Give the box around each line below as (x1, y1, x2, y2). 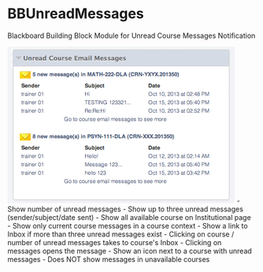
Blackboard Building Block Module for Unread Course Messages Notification (7, 31, 256, 40)
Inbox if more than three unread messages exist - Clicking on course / (7, 229, 235, 239)
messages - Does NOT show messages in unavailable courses (7, 254, 210, 264)
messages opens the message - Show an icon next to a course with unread (7, 246, 253, 255)
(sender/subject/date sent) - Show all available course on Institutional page (7, 212, 251, 222)
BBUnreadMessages (7, 5, 144, 23)
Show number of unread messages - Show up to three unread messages (7, 204, 243, 214)
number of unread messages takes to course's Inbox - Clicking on (7, 237, 222, 247)
